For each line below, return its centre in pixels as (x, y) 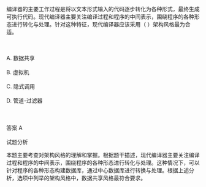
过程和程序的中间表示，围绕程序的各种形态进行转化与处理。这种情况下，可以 (103, 162)
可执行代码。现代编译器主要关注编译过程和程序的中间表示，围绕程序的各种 (100, 17)
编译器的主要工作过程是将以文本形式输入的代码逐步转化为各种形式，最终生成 (103, 9)
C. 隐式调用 (21, 86)
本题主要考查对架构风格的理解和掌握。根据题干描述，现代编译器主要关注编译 (103, 155)
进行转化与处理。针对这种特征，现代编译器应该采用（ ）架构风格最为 (98, 24)
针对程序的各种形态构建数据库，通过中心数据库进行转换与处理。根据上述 (97, 170)
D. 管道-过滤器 (25, 101)
